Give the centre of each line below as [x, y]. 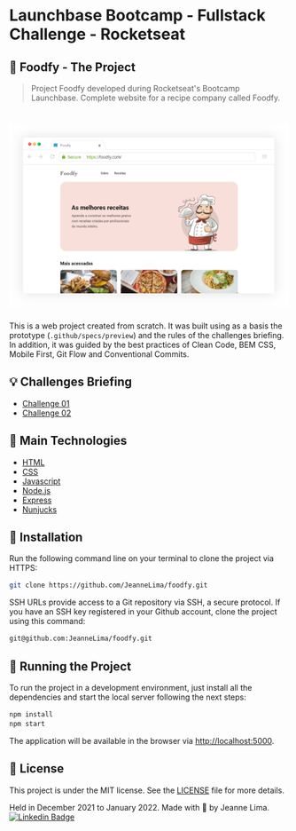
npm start [27, 724]
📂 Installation [46, 537]
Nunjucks [39, 509]
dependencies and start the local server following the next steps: [128, 697]
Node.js [36, 490]
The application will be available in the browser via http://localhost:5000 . [142, 740]
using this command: [47, 621]
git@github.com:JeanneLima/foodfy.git [81, 639]
